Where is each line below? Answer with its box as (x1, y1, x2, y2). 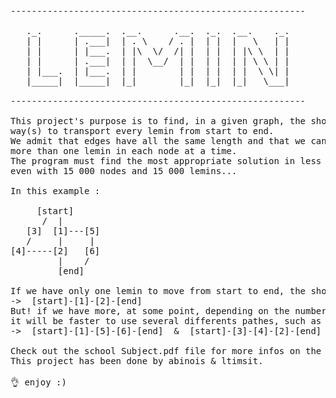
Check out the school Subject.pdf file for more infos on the (10, 346, 322, 356)
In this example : (10, 186, 101, 196)
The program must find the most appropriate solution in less (10, 156, 322, 166)
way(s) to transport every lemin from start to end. (10, 126, 275, 136)
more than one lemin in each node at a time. (10, 146, 238, 156)
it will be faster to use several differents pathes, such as (10, 316, 322, 326)
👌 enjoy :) (10, 377, 67, 388)
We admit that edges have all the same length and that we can (10, 136, 327, 146)
